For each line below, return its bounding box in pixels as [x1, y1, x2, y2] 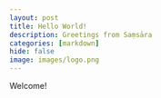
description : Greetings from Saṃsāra [9, 30, 153, 39]
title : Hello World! [9, 22, 88, 31]
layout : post [9, 13, 59, 23]
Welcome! [9, 81, 47, 91]
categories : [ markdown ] [9, 38, 100, 48]
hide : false [9, 47, 55, 56]
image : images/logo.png [9, 55, 100, 64]
